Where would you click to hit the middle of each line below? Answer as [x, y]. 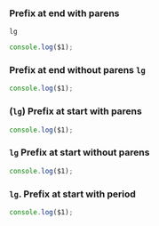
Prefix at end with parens [64, 13]
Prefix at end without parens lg [78, 70]
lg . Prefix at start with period [72, 194]
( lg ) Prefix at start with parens [76, 111]
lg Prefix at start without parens [79, 152]
